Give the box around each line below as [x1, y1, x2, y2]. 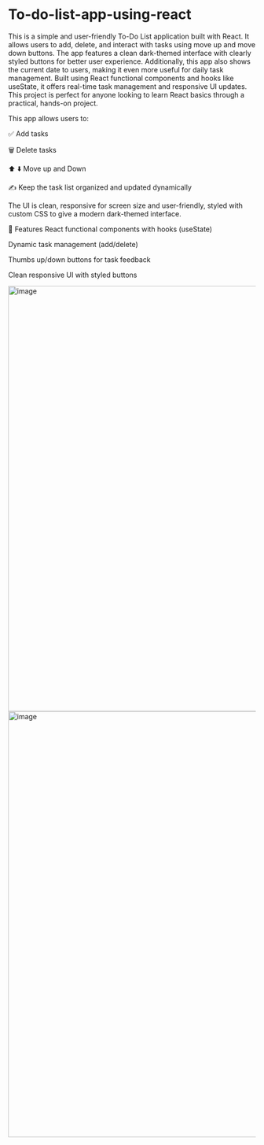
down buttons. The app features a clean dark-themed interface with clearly [8, 48, 251, 57]
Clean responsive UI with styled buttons [8, 270, 137, 279]
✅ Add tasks [8, 128, 49, 139]
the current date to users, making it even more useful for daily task [8, 65, 224, 74]
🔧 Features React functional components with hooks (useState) [8, 224, 213, 234]
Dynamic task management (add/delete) [8, 239, 139, 249]
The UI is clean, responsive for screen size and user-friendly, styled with [8, 201, 244, 210]
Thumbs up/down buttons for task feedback [8, 254, 151, 264]
